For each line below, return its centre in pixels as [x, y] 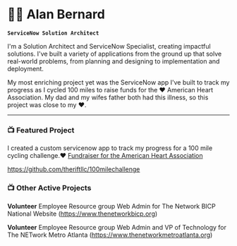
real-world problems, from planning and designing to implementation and [114, 61]
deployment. [25, 68]
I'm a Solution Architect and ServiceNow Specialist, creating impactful [109, 46]
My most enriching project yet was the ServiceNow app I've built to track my [119, 82]
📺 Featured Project [41, 130]
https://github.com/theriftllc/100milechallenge [74, 169]
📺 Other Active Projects [49, 188]
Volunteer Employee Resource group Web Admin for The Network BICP [112, 206]
